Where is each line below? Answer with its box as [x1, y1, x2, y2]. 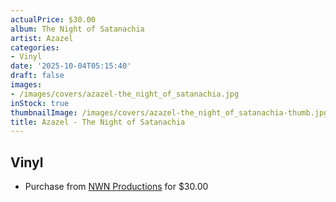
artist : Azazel [10, 33, 74, 43]
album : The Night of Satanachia [10, 24, 145, 34]
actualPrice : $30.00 [10, 14, 97, 25]
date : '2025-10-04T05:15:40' [10, 61, 132, 71]
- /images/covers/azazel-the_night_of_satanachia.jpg [10, 89, 240, 99]
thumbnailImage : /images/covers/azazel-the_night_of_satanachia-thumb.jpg [10, 107, 329, 118]
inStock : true [10, 98, 70, 108]
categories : [10, 42, 60, 53]
